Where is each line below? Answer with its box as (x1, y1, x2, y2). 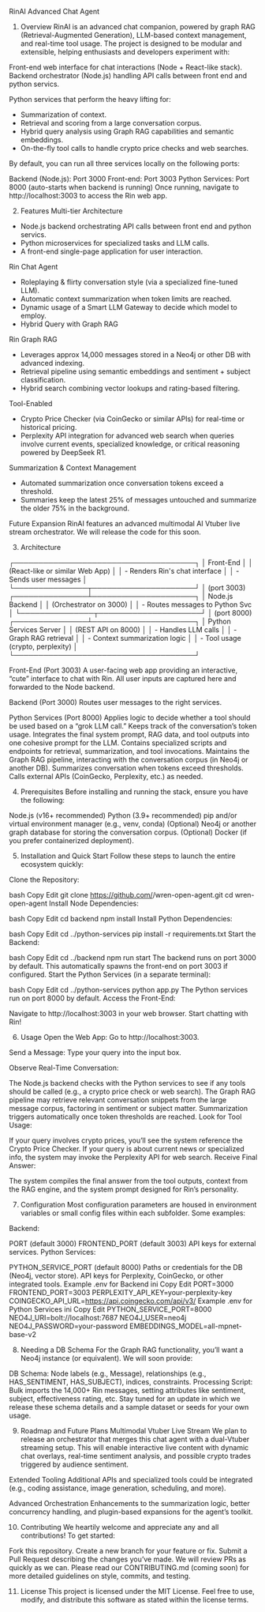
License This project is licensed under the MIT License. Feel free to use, (20, 1587, 255, 1595)
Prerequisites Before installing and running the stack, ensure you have (20, 787, 248, 797)
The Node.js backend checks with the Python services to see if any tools (9, 1079, 246, 1087)
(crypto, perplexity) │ (9, 642, 78, 651)
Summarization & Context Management (9, 463, 136, 473)
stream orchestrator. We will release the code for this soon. (9, 527, 201, 537)
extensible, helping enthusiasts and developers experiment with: (20, 47, 230, 56)
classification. (20, 375, 66, 384)
